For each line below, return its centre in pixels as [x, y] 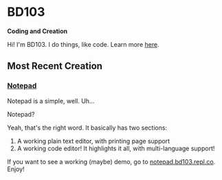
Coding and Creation [37, 31]
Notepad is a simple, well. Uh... [51, 101]
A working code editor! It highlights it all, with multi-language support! [116, 148]
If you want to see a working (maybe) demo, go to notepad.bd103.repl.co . [111, 161]
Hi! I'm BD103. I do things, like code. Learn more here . [83, 44]
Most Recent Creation [55, 66]
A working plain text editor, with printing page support [93, 141]
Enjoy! [16, 169]
